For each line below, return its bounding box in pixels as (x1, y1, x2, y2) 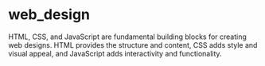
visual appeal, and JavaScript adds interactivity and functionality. (8, 49, 222, 58)
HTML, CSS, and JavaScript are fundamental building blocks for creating (8, 32, 247, 41)
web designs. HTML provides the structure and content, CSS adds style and (8, 40, 258, 49)
